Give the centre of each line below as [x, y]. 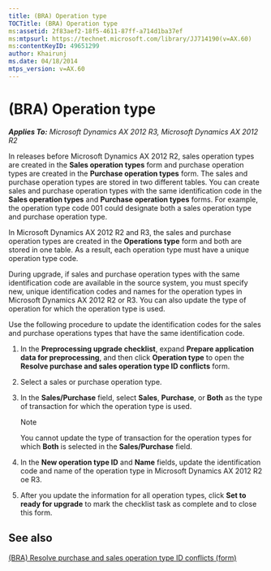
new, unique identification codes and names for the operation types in [125, 291]
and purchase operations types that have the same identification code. [127, 333]
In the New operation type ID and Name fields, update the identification [140, 462]
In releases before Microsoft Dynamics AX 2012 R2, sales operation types [131, 156]
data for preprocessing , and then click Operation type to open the [132, 357]
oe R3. [31, 479]
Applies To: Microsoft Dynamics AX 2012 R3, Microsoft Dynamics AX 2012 [133, 132]
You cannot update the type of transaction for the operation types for [136, 438]
